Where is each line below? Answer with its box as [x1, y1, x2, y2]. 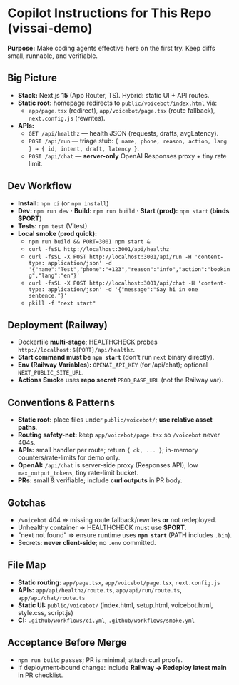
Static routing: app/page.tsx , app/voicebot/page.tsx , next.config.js [17, 578, 220, 587]
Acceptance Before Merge [7, 636, 127, 649]
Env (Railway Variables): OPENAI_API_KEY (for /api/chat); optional [17, 360, 208, 369]
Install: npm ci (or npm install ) [17, 198, 109, 208]
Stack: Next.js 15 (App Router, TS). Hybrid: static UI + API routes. [17, 91, 210, 99]
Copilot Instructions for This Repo [7, 5, 212, 21]
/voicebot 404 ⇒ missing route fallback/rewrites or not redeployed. [17, 516, 218, 524]
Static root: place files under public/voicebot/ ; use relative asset [17, 415, 213, 424]
